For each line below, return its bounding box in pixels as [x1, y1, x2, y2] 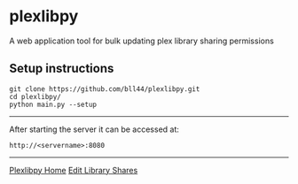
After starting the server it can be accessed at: [9, 124, 180, 134]
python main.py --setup [9, 100, 98, 109]
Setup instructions [9, 61, 114, 76]
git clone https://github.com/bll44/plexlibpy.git [9, 84, 200, 94]
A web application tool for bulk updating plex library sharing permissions [9, 35, 275, 46]
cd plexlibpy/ [9, 92, 62, 101]
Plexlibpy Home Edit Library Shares [9, 165, 138, 175]
